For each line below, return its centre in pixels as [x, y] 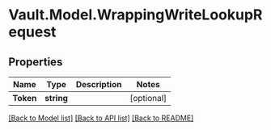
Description [99, 84]
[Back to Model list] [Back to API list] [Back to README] [101, 118]
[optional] [148, 98]
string [56, 98]
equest [32, 32]
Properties [36, 62]
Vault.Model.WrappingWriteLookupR [135, 15]
